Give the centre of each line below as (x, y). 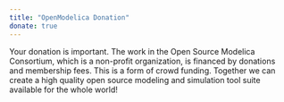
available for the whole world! (64, 89)
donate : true (33, 26)
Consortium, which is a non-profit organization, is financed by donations (142, 61)
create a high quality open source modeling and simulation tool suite (135, 80)
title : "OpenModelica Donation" (69, 17)
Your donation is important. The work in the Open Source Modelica (132, 51)
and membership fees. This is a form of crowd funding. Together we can (142, 70)
